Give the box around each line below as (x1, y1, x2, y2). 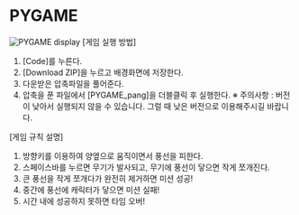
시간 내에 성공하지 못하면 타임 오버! (22, 195, 146, 206)
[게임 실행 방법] (82, 36, 137, 47)
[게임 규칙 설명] (9, 131, 64, 142)
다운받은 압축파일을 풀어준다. (22, 78, 124, 89)
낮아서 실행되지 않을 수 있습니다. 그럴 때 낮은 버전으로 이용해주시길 (32, 100, 266, 111)
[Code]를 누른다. (22, 55, 83, 66)
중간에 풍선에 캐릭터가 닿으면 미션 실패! (22, 184, 160, 195)
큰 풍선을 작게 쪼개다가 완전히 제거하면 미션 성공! (22, 173, 194, 183)
